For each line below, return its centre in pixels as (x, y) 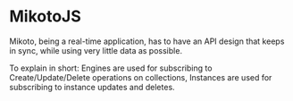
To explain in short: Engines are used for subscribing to (111, 68)
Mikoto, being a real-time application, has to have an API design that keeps (147, 41)
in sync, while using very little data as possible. (96, 50)
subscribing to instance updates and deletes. (92, 87)
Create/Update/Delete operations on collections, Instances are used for (141, 77)
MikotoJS (46, 17)
